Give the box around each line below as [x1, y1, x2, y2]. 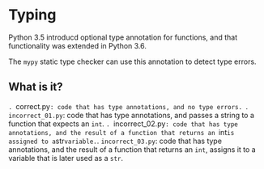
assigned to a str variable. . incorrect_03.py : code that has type [8, 136, 223, 146]
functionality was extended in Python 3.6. [8, 40, 147, 50]
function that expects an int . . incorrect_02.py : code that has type [8, 119, 239, 129]
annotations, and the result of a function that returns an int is [8, 127, 235, 137]
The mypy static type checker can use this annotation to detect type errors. [8, 57, 257, 66]
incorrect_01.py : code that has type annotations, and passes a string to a [8, 110, 255, 120]
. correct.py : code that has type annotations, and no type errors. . [8, 101, 249, 111]
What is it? [8, 80, 63, 94]
